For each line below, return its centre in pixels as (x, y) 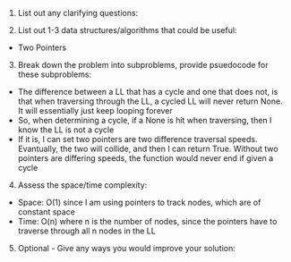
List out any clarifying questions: (78, 13)
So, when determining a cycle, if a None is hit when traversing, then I (145, 120)
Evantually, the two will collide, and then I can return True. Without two (148, 148)
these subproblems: (55, 74)
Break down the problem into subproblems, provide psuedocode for (143, 65)
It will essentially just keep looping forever (95, 110)
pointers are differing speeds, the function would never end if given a (145, 158)
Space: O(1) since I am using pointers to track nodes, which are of (139, 202)
